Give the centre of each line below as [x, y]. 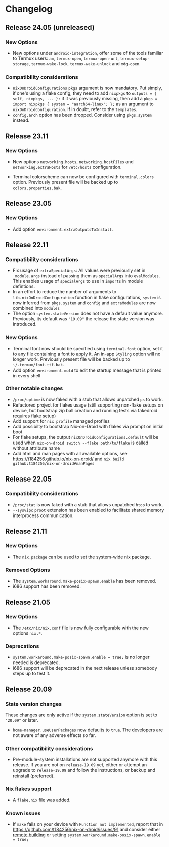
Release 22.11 [27, 245]
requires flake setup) [34, 416]
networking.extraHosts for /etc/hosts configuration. [67, 167]
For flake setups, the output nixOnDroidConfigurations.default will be [86, 437]
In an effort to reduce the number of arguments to [65, 292]
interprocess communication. [43, 515]
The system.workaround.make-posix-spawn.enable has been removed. [85, 581]
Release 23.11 [27, 136]
